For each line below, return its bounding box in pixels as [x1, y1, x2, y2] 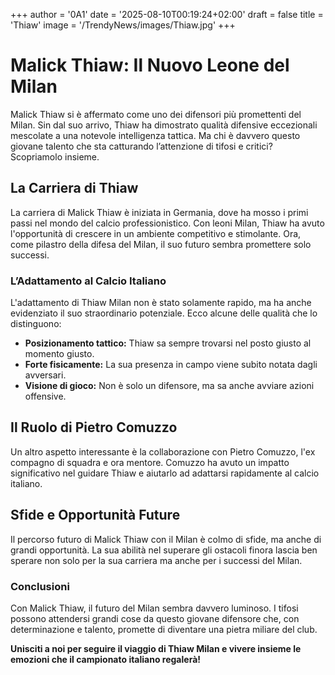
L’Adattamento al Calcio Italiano [10, 274, 167, 288]
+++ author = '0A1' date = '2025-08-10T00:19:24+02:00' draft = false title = [10, 9, 324, 20]
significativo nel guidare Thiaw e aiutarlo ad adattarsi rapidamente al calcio [10, 467, 320, 479]
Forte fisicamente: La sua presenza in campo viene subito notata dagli [24, 359, 318, 371]
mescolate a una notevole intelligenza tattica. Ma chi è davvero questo [10, 129, 301, 141]
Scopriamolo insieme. [10, 150, 100, 163]
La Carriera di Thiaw [10, 180, 139, 197]
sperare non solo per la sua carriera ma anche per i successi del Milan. [10, 554, 303, 566]
